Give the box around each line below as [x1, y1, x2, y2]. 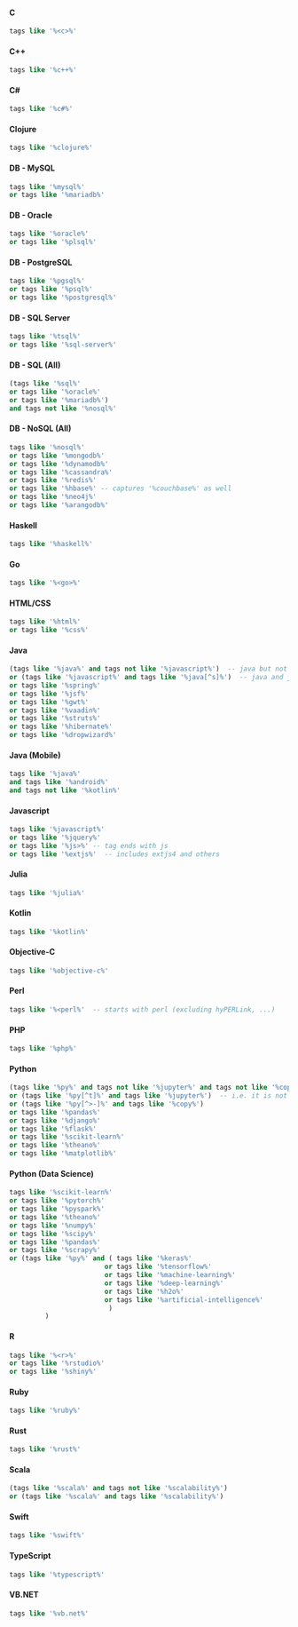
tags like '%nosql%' [9, 442, 86, 452]
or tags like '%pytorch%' [9, 1196, 105, 1205]
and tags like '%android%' [9, 778, 109, 787]
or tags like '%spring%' [9, 680, 101, 690]
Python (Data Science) [9, 1168, 95, 1179]
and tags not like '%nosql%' [9, 404, 117, 413]
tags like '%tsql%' [9, 332, 82, 341]
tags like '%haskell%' [9, 540, 93, 549]
